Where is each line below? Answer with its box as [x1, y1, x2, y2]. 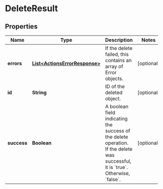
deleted [105, 89, 123, 96]
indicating [105, 115, 128, 122]
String [32, 89, 47, 96]
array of [105, 63, 124, 69]
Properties [5, 22, 38, 31]
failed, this [105, 51, 129, 57]
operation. [105, 139, 129, 146]
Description [105, 37, 133, 43]
